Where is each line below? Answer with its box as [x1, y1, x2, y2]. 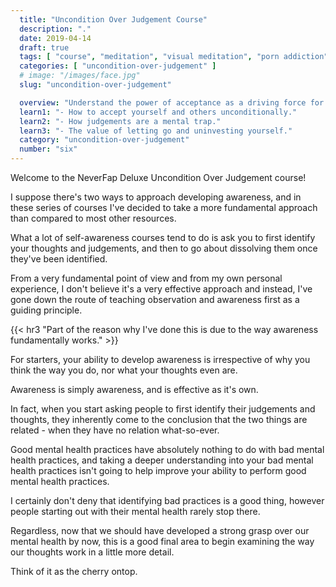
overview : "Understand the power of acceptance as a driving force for [19, 97, 325, 108]
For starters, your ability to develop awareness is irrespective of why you [10, 354, 311, 365]
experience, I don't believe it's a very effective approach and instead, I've [10, 283, 313, 295]
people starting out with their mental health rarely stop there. [10, 506, 261, 517]
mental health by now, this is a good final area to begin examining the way [10, 536, 315, 547]
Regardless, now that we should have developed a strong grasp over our [10, 525, 310, 536]
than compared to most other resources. [10, 212, 177, 224]
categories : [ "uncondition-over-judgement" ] [19, 61, 217, 71]
